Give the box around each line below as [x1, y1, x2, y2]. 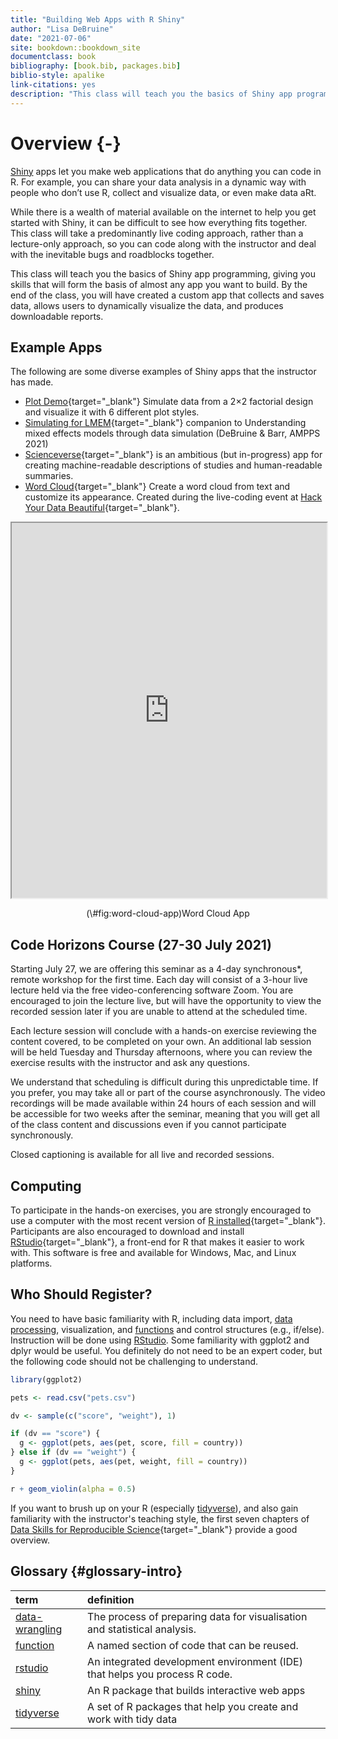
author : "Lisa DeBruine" [10, 24, 114, 34]
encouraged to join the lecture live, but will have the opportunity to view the [10, 995, 322, 1007]
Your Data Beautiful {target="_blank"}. [24, 502, 180, 514]
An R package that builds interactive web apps [87, 1683, 306, 1697]
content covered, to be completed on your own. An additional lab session [10, 1036, 312, 1048]
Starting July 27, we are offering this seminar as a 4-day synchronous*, [10, 963, 303, 975]
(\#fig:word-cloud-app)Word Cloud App [86, 907, 250, 920]
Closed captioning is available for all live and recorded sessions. [10, 1149, 275, 1161]
